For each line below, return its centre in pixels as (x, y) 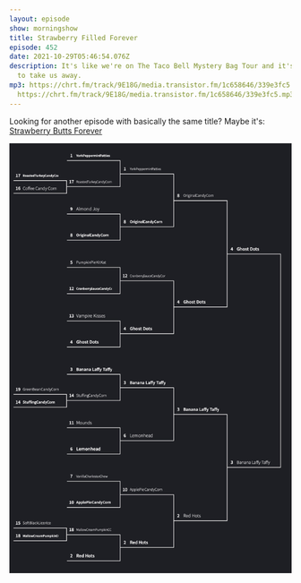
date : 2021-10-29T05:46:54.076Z (69, 57)
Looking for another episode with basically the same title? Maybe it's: (138, 121)
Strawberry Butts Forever (56, 131)
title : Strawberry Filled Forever (74, 38)
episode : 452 (34, 47)
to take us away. (50, 76)
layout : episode (39, 19)
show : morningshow (43, 28)
